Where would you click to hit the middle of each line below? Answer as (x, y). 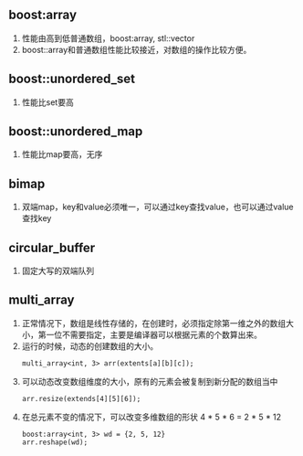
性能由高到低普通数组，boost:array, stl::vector (108, 38)
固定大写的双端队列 (58, 271)
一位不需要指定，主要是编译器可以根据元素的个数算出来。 (154, 334)
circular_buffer (52, 247)
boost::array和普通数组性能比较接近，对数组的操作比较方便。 (136, 49)
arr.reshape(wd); (55, 442)
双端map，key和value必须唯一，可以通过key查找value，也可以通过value (157, 207)
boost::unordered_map (76, 132)
